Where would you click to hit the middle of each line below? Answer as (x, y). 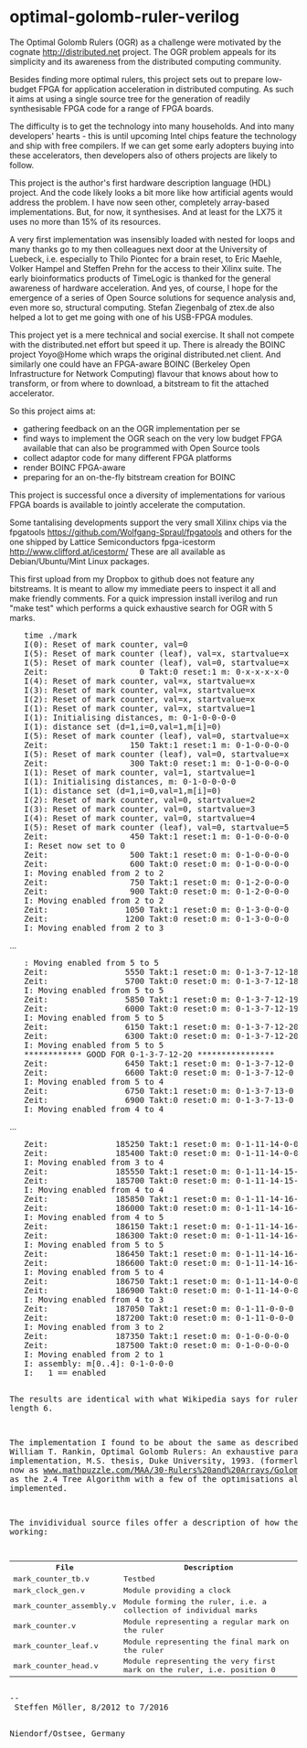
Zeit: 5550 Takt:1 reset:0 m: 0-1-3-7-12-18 (161, 972)
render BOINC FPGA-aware (74, 467)
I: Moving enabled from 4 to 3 (94, 1299)
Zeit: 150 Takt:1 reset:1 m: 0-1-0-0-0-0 (157, 745)
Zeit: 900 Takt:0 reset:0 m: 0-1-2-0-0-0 (157, 891)
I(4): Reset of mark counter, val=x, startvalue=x (140, 681)
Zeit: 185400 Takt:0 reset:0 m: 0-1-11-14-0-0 (161, 1153)
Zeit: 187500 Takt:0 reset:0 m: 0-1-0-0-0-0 (157, 1345)
